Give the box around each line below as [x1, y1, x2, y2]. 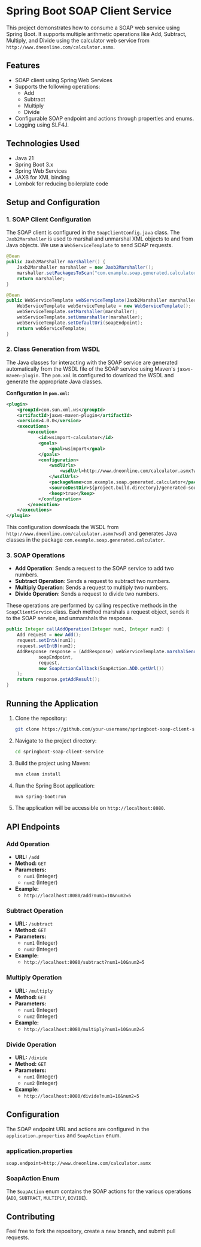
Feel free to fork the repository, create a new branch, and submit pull [6, 1228, 176, 1235]
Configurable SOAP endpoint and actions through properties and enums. [14, 115, 194, 122]
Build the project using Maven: [14, 759, 90, 767]
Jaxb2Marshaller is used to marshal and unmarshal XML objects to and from [6, 235, 193, 242]
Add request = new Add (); [17, 632, 82, 638]
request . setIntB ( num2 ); [17, 643, 77, 649]
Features [6, 61, 40, 71]
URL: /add [14, 854, 40, 861]
